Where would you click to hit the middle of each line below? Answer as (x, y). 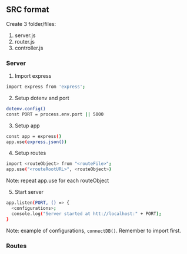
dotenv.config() (26, 108)
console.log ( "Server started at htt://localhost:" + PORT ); (86, 214)
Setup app (27, 126)
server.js (25, 35)
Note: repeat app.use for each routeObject (58, 181)
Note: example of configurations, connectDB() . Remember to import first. (93, 230)
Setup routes (30, 153)
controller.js (29, 48)
